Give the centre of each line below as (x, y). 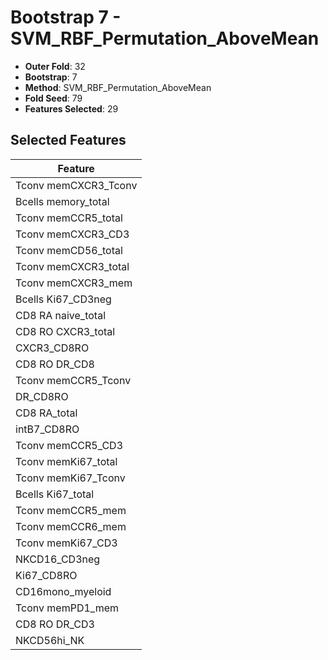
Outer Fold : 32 (55, 66)
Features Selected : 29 (71, 108)
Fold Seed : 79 (53, 98)
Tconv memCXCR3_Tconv (76, 185)
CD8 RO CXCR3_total (65, 331)
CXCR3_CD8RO (52, 348)
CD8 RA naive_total (60, 315)
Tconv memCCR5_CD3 (69, 445)
